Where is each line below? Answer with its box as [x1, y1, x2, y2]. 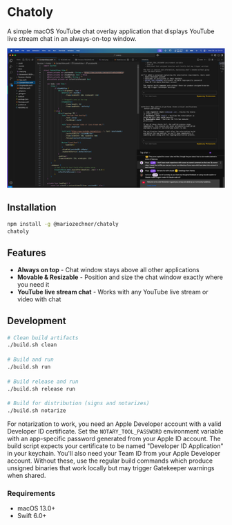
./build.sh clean [7, 341, 57, 348]
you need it [17, 280, 50, 288]
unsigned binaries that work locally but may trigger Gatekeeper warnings [7, 464, 215, 472]
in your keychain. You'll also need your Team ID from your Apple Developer [7, 450, 221, 458]
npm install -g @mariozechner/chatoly [7, 221, 119, 228]
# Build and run [7, 356, 54, 364]
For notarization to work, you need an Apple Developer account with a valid [7, 420, 222, 428]
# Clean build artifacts [7, 334, 79, 341]
